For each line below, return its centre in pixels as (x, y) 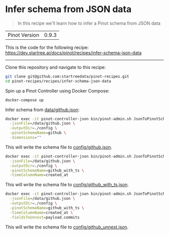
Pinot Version (23, 35)
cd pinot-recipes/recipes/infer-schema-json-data (58, 81)
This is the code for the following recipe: (47, 47)
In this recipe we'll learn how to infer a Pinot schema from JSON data (89, 23)
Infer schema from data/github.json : (43, 110)
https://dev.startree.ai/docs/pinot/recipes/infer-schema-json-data (73, 53)
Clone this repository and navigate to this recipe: (56, 67)
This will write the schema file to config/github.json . (59, 147)
